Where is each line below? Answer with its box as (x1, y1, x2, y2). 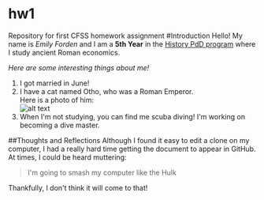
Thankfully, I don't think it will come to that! (8, 183, 148, 192)
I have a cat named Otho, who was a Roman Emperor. (19, 86, 194, 96)
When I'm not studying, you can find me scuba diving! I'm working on (19, 111, 246, 121)
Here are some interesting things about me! (8, 62, 150, 72)
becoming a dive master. (19, 120, 100, 130)
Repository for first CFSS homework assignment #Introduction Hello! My (8, 31, 243, 40)
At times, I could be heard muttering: (8, 152, 128, 162)
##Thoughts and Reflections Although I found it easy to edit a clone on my (8, 135, 250, 145)
